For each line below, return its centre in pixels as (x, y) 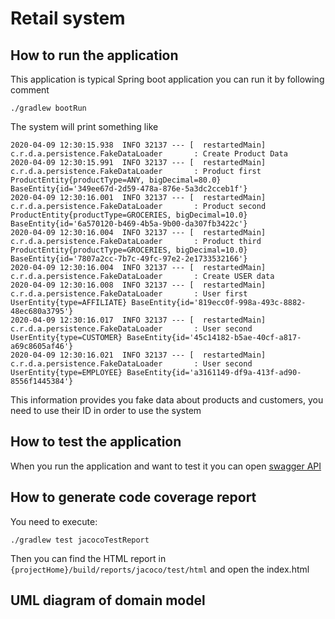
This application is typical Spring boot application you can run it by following (167, 79)
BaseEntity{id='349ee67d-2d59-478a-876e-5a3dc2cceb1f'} (129, 189)
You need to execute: (54, 521)
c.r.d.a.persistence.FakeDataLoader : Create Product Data (149, 154)
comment (30, 90)
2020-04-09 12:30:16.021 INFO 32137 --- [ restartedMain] (138, 355)
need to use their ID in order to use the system (106, 410)
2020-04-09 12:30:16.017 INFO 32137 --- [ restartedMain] (138, 320)
